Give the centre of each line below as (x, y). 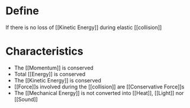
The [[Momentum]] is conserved (54, 68)
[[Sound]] (26, 99)
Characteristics (44, 51)
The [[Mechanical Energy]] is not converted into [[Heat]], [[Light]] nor (99, 93)
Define (22, 11)
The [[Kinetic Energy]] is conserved (58, 80)
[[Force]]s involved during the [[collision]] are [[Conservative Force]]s (99, 87)
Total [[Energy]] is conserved (50, 74)
